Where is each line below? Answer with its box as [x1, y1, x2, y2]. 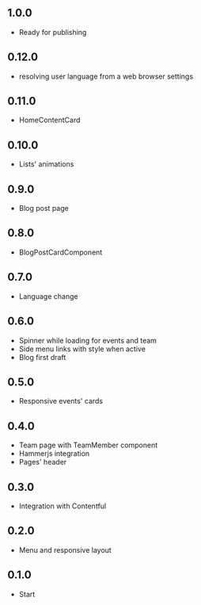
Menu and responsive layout [18, 545, 112, 554]
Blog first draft [18, 352, 66, 362]
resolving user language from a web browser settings [18, 71, 194, 81]
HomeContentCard [18, 115, 81, 125]
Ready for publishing [18, 27, 87, 36]
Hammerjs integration [18, 449, 90, 458]
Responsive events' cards [18, 396, 104, 406]
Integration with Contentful [18, 501, 107, 511]
